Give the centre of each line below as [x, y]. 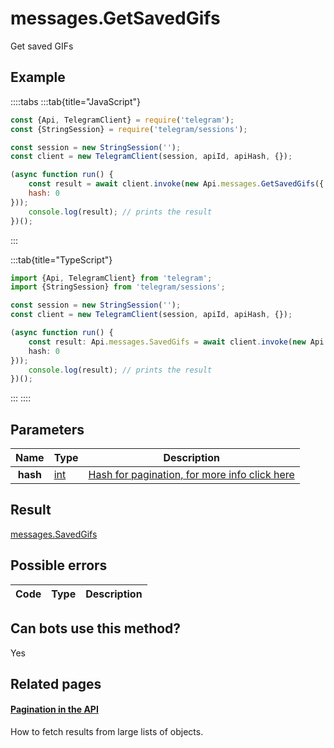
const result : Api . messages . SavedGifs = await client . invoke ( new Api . [178, 342]
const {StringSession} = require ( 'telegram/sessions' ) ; [129, 129]
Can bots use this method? [96, 628]
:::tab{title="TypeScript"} [61, 259]
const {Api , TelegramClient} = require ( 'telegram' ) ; [122, 120]
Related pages [56, 683]
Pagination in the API [54, 709]
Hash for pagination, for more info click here [191, 475]
